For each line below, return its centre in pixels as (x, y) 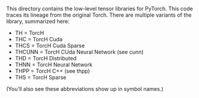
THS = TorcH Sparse (41, 77)
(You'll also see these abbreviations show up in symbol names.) (85, 89)
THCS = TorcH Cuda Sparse (50, 45)
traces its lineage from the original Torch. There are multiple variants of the (99, 15)
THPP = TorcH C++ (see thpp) (52, 71)
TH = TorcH (29, 33)
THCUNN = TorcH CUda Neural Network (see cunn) (79, 52)
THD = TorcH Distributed (46, 58)
